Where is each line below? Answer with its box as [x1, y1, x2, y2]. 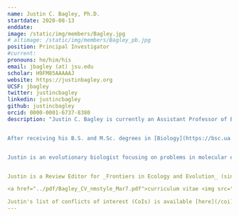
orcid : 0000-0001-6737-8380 [7, 109, 91, 116]
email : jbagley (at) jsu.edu [7, 63, 94, 70]
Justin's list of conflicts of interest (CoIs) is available [7, 198, 193, 205]
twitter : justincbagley [7, 89, 78, 96]
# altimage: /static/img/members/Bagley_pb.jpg [7, 37, 152, 44]
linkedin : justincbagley [7, 96, 81, 103]
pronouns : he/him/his [7, 57, 72, 64]
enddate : [7, 23, 33, 30]
